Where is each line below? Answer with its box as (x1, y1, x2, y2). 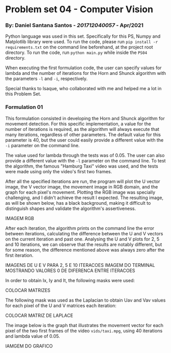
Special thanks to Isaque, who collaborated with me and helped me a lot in (5, 86, 162, 92)
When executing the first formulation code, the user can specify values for (5, 65, 162, 71)
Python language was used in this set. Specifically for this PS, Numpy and (5, 33, 161, 39)
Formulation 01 (5, 103, 43, 111)
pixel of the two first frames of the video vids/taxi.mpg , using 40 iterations (5, 328, 163, 334)
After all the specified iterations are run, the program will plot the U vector (5, 178, 160, 184)
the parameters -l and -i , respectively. (5, 75, 88, 82)
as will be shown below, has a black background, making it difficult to (5, 200, 151, 206)
